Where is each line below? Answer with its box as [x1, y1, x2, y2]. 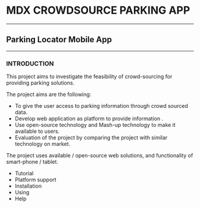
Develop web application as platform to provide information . [14, 115, 164, 122]
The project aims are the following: [6, 91, 92, 98]
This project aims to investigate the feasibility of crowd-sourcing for [6, 73, 173, 80]
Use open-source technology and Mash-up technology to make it [14, 122, 176, 129]
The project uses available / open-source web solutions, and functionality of [6, 152, 193, 159]
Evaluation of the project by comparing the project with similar [14, 134, 168, 141]
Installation [14, 182, 42, 190]
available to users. [14, 128, 60, 135]
